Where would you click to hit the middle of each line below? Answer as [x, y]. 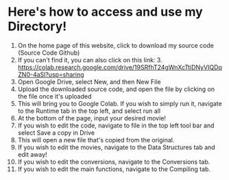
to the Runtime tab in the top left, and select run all [89, 111]
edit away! [32, 154]
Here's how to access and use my [105, 12]
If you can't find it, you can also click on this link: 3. [90, 60]
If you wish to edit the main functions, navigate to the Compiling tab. [114, 169]
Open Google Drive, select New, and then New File [89, 81]
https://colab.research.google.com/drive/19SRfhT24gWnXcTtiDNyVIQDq [120, 67]
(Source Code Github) [49, 53]
